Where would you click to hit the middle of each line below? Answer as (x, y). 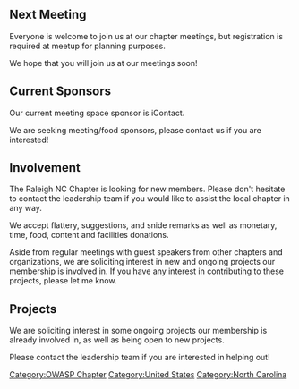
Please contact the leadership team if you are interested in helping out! (140, 358)
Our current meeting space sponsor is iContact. (97, 113)
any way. (26, 208)
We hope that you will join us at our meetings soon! (104, 63)
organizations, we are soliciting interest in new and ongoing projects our (142, 262)
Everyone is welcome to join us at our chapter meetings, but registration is (146, 36)
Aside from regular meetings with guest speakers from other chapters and (146, 252)
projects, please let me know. (63, 281)
